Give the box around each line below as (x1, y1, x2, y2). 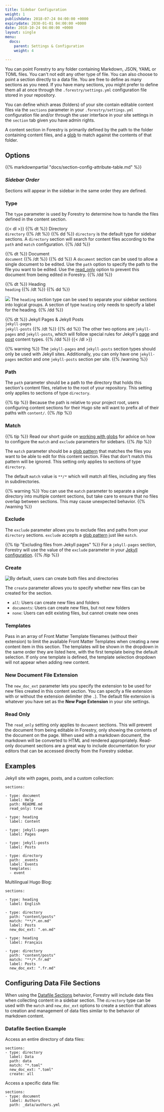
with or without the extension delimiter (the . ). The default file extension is (5, 693, 155, 699)
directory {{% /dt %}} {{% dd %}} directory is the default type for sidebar (5, 231, 157, 237)
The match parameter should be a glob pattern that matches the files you (5, 448, 151, 454)
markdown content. (5, 1013, 45, 1019)
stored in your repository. (5, 92, 56, 98)
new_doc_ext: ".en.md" (9, 927, 56, 932)
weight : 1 (5, 12, 25, 17)
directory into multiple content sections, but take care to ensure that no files (5, 493, 158, 499)
